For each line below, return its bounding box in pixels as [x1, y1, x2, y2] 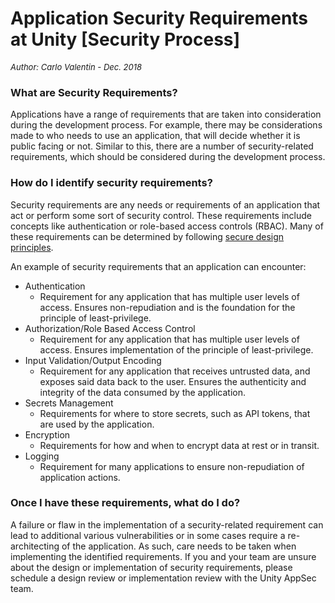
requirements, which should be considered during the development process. [10, 151, 326, 163]
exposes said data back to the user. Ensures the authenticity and [39, 375, 307, 387]
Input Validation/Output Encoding [24, 354, 162, 366]
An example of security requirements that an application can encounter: [10, 260, 307, 272]
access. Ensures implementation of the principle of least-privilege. [39, 343, 314, 356]
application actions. [39, 471, 121, 483]
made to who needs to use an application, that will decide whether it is [10, 130, 301, 142]
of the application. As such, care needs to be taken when [61, 540, 297, 552]
